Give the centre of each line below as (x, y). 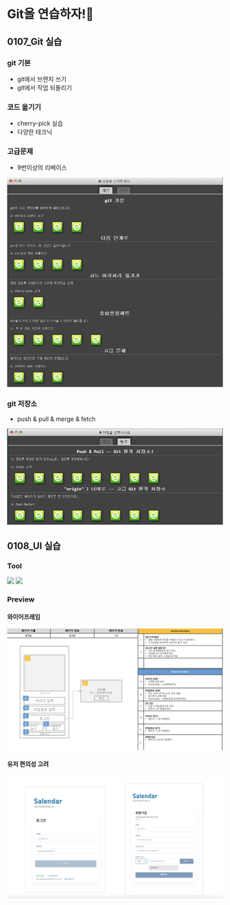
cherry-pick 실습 (40, 124)
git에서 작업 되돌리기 (44, 87)
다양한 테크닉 (35, 132)
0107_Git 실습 (35, 42)
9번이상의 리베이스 (42, 168)
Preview (21, 599)
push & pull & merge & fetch (56, 419)
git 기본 (19, 62)
